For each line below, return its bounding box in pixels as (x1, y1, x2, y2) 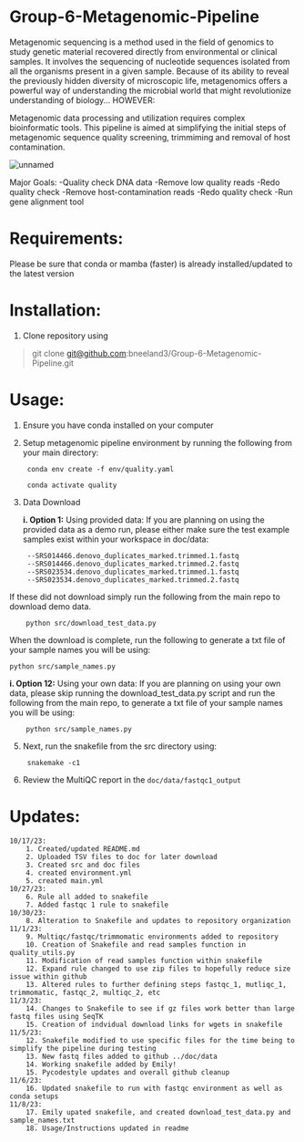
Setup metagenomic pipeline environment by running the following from (22, 437, 293, 448)
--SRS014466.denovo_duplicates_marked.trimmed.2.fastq (26, 559, 239, 568)
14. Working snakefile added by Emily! (25, 1060, 177, 1069)
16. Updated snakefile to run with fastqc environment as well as (25, 1084, 283, 1093)
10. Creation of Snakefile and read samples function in (25, 940, 247, 950)
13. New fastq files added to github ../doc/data (25, 1052, 218, 1061)
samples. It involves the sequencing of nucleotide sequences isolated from (9, 56, 290, 67)
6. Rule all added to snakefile (25, 892, 148, 901)
